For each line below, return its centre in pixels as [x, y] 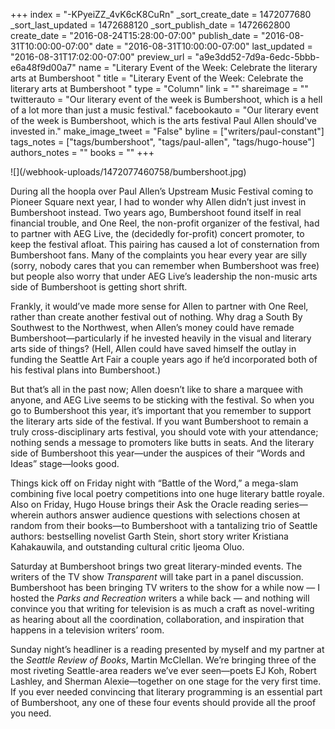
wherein [27, 515]
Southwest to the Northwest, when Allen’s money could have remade [152, 327]
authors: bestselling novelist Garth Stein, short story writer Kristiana [149, 536]
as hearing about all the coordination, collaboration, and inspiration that [157, 619]
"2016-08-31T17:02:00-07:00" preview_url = [101, 57]
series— [290, 504]
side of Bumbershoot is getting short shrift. [99, 287]
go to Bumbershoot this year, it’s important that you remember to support [161, 410]
